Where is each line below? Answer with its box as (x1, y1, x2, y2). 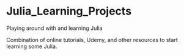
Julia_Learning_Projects (6, 4, 132, 18)
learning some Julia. (6, 43, 57, 50)
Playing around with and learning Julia (6, 24, 103, 32)
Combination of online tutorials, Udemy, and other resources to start (6, 36, 178, 43)
